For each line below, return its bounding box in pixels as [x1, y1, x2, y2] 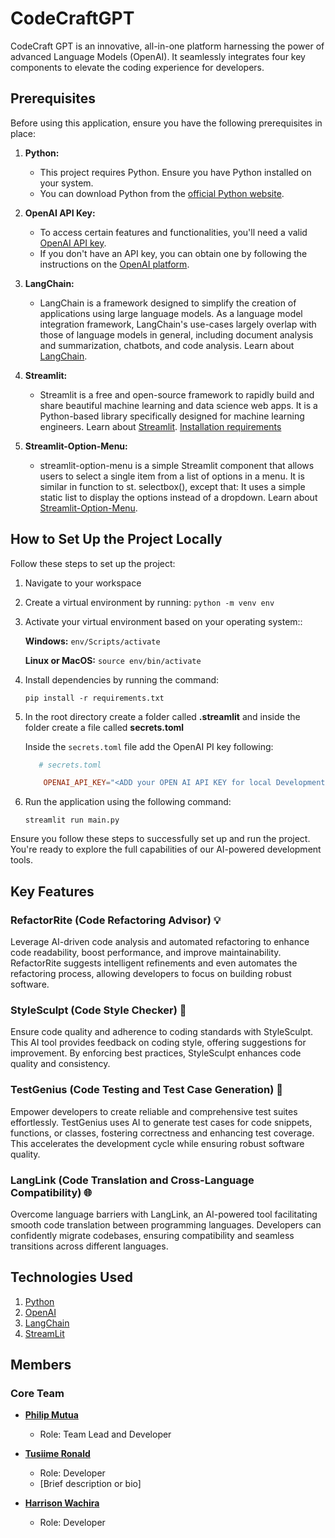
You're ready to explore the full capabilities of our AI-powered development [10, 843, 322, 856]
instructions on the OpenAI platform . [39, 258, 190, 270]
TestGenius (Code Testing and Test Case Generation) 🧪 [10, 1083, 283, 1097]
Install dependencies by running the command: [24, 673, 220, 686]
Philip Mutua [24, 1409, 79, 1421]
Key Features [10, 883, 95, 900]
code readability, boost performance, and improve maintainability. [10, 947, 282, 958]
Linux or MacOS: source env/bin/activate [24, 654, 202, 666]
